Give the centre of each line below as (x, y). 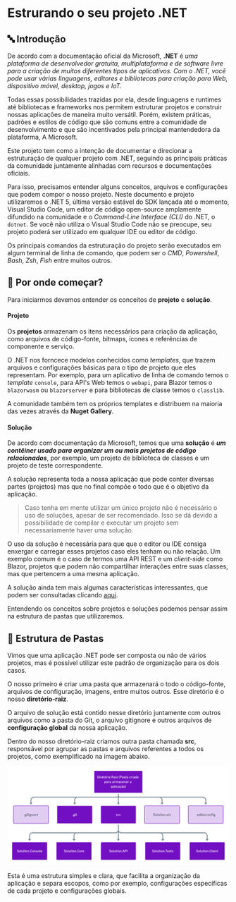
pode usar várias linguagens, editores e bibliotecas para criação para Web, (118, 78)
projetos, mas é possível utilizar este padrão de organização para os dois (113, 663)
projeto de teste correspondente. (55, 465)
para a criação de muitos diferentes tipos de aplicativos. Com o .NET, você (117, 71)
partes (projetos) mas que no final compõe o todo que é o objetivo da (108, 487)
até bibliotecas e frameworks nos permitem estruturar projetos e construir (114, 107)
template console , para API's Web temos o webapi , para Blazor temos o (110, 383)
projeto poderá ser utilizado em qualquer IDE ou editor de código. (103, 232)
